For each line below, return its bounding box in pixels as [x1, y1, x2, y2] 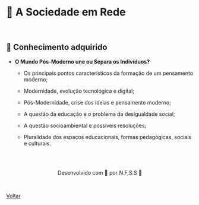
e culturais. [23, 140, 52, 147]
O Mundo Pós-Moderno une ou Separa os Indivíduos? [14, 58, 150, 65]
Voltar [6, 192, 21, 199]
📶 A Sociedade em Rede [6, 5, 126, 19]
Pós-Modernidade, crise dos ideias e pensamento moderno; [23, 99, 171, 106]
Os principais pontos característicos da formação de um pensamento [23, 70, 194, 77]
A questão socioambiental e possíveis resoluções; [23, 122, 147, 129]
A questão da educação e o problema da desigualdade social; [23, 110, 175, 118]
